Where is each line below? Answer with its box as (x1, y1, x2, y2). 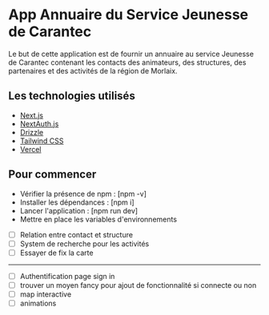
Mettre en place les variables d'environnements (19, 214, 178, 224)
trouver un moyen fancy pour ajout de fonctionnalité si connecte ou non (19, 280, 257, 289)
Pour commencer (8, 168, 97, 181)
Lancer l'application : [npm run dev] (19, 205, 139, 215)
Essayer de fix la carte (19, 248, 94, 257)
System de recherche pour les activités (19, 238, 150, 249)
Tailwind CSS (19, 136, 64, 146)
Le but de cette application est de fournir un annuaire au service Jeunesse (8, 49, 255, 58)
